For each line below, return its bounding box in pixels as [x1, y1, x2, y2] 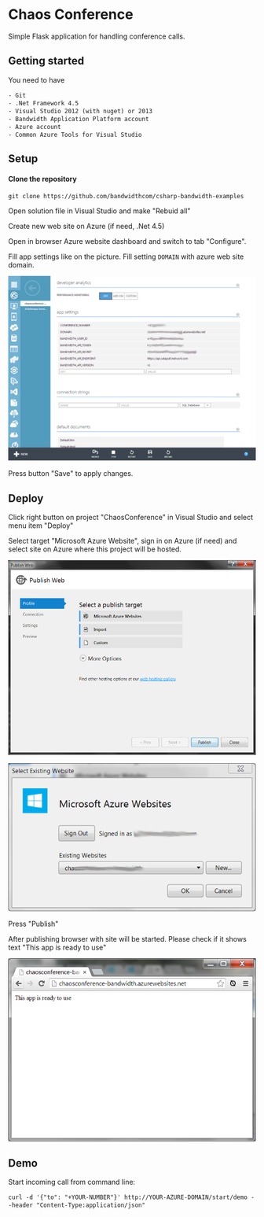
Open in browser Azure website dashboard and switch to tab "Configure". [8, 237, 247, 246]
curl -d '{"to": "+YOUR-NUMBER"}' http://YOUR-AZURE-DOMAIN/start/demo [8, 1193, 247, 1201]
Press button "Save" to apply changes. [8, 469, 134, 478]
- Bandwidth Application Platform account [8, 115, 149, 123]
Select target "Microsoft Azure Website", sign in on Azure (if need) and [8, 537, 237, 546]
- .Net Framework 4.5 [8, 99, 79, 107]
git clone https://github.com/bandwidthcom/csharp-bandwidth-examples [8, 193, 244, 201]
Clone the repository [8, 174, 77, 183]
